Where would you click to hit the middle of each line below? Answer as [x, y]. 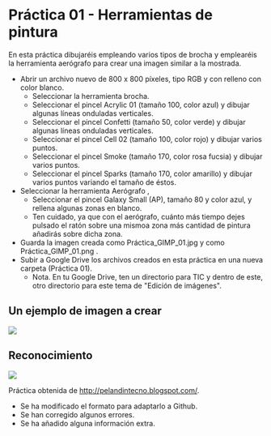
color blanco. [42, 88]
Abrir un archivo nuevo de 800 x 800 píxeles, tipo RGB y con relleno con [140, 79]
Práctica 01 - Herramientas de [110, 15]
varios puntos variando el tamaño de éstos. [104, 182]
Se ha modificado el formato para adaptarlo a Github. [109, 406]
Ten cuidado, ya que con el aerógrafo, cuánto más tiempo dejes [138, 216]
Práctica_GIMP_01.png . [59, 251]
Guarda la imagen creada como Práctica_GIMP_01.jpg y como [122, 242]
